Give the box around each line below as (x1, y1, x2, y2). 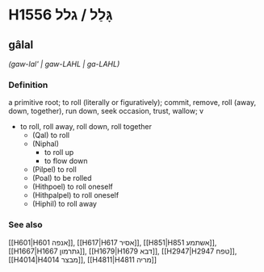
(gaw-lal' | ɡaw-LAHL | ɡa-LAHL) (8, 59, 120, 69)
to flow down (44, 156, 88, 166)
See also (8, 220, 43, 231)
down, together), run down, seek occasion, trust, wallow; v (8, 107, 204, 116)
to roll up (44, 148, 74, 157)
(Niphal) (31, 139, 59, 149)
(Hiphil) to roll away (31, 199, 97, 209)
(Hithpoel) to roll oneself (31, 182, 113, 191)
